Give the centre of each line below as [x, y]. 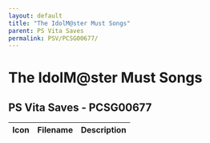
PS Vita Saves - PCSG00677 [80, 107]
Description [103, 130]
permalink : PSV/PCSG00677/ [53, 38]
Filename [55, 130]
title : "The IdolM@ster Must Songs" [69, 23]
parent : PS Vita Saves [46, 31]
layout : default [35, 16]
